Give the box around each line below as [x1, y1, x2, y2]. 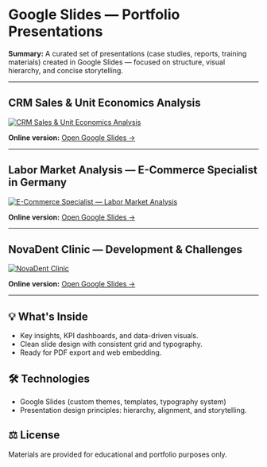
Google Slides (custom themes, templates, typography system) [19, 397, 226, 407]
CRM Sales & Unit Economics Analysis [8, 96, 201, 110]
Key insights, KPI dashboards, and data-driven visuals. [19, 331, 199, 341]
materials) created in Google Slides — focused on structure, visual [8, 57, 226, 67]
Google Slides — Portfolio [8, 6, 180, 24]
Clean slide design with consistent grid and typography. [19, 340, 203, 349]
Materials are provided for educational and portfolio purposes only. [8, 449, 228, 459]
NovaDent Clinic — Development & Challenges [8, 243, 243, 256]
